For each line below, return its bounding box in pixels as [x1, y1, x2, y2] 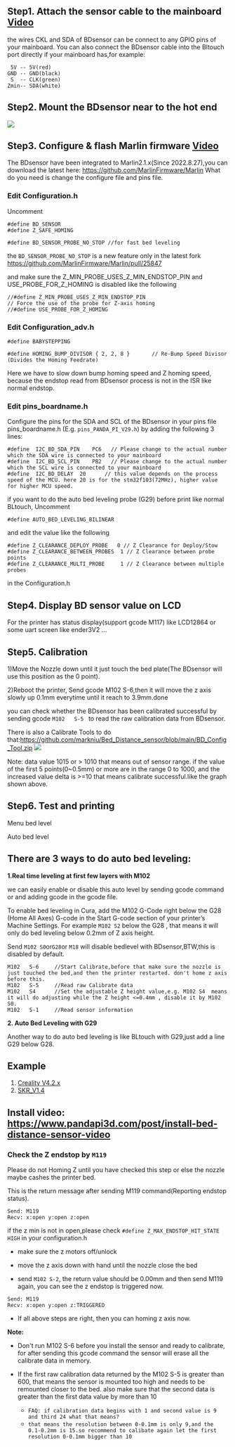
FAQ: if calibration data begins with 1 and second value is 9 [27, 1408, 217, 1415]
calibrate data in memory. [17, 1356, 92, 1365]
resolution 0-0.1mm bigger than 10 [27, 1434, 132, 1441]
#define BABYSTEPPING [7, 338, 71, 345]
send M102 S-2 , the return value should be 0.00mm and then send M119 [17, 1275, 223, 1283]
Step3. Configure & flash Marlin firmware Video [7, 140, 219, 152]
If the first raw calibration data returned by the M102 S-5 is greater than [17, 1370, 224, 1379]
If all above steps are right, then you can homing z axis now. [17, 1314, 192, 1323]
